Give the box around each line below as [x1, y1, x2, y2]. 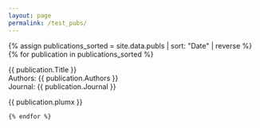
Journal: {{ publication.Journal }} [8, 81, 116, 91]
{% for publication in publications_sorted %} [8, 49, 154, 59]
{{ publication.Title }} [8, 64, 77, 74]
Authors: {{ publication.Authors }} [8, 73, 119, 83]
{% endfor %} [8, 112, 52, 120]
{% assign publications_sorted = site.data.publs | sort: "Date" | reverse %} [8, 41, 253, 50]
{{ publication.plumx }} [8, 97, 83, 107]
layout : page [8, 11, 52, 20]
